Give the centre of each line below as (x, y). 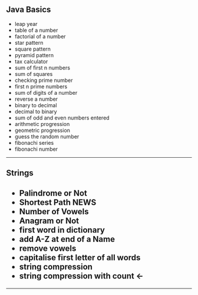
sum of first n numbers (42, 68)
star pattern (29, 42)
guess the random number (47, 136)
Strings (20, 173)
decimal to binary (36, 111)
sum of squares (34, 74)
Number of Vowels (54, 211)
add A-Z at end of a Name (67, 239)
